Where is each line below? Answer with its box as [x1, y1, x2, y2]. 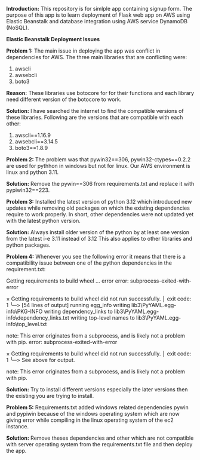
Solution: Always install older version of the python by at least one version [6, 229, 190, 235]
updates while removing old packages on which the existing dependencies [6, 204, 190, 211]
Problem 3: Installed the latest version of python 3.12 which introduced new [6, 198, 192, 205]
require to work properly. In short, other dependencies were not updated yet [6, 211, 194, 217]
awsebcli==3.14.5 [14, 138, 59, 145]
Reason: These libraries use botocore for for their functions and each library [6, 90, 195, 96]
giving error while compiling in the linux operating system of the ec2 [6, 416, 174, 424]
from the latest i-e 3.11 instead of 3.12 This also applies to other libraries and [6, 235, 193, 242]
